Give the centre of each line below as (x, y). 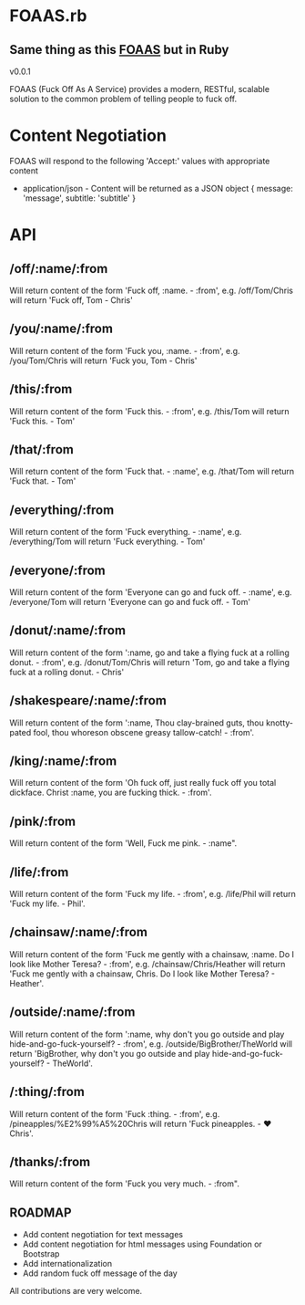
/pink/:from (42, 821)
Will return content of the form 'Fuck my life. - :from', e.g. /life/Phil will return (152, 894)
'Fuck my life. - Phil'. (47, 903)
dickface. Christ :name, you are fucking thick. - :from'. (111, 793)
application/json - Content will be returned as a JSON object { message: (158, 188)
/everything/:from (62, 510)
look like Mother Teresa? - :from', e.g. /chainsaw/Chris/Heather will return (147, 964)
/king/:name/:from (63, 762)
